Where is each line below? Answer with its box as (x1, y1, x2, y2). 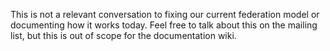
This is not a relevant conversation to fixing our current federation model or (10, 9, 320, 20)
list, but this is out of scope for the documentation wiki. (10, 30, 237, 41)
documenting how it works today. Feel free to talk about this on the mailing (10, 19, 318, 31)
